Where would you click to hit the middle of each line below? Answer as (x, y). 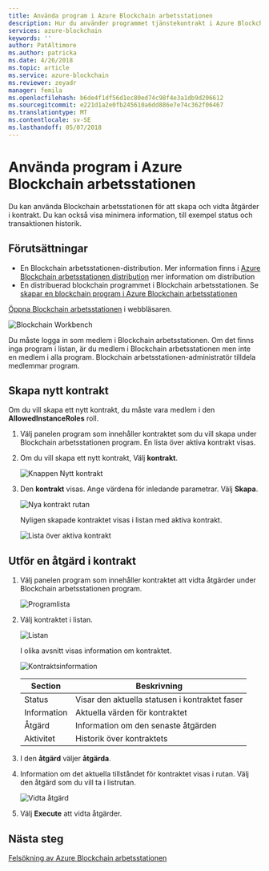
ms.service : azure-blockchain (59, 75)
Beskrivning (159, 686)
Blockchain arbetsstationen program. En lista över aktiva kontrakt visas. (138, 442)
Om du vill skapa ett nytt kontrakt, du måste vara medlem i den (112, 410)
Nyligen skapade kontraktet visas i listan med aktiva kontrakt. (121, 520)
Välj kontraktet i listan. (56, 620)
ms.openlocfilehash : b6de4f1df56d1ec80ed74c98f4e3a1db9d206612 (116, 98)
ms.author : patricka (43, 53)
